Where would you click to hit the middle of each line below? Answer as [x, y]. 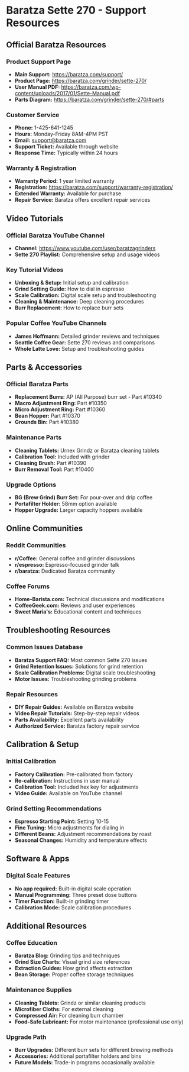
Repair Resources [32, 694]
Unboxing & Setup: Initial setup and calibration [71, 283]
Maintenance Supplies [39, 990]
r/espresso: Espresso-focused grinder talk [67, 564]
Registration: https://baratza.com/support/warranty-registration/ [94, 188]
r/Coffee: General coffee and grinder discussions [75, 558]
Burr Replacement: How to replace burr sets [69, 308]
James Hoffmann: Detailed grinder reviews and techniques [87, 336]
